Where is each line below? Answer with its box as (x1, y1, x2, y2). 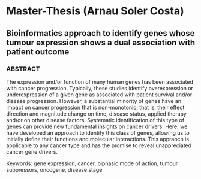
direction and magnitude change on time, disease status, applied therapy (6, 110, 187, 117)
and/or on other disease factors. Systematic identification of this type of (6, 116, 185, 123)
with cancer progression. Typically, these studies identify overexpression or (6, 84, 194, 92)
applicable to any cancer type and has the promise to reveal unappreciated (6, 142, 192, 149)
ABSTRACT (6, 65, 40, 73)
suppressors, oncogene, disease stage (6, 166, 103, 173)
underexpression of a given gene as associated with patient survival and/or (6, 91, 193, 98)
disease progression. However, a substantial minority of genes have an (6, 97, 182, 104)
